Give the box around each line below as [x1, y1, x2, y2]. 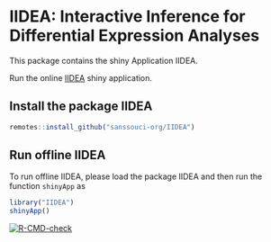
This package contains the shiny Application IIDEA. [9, 55, 198, 66]
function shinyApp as [9, 181, 86, 192]
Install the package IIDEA [9, 99, 153, 114]
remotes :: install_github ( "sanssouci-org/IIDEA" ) [9, 122, 195, 131]
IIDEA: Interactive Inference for [9, 6, 246, 27]
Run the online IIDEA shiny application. [9, 72, 153, 83]
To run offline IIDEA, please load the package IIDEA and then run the [9, 171, 263, 182]
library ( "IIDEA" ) [9, 198, 75, 208]
